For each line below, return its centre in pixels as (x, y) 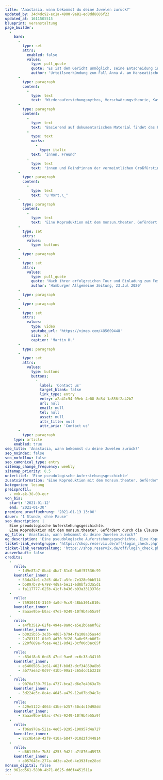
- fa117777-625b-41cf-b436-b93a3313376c (59, 589)
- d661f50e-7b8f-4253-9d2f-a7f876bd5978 (59, 752)
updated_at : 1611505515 (29, 19)
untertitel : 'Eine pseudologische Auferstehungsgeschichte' (67, 476)
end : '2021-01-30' (28, 508)
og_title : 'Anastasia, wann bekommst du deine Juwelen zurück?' (71, 535)
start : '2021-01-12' (30, 503)
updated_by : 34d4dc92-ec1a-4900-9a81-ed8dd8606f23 (57, 14)
